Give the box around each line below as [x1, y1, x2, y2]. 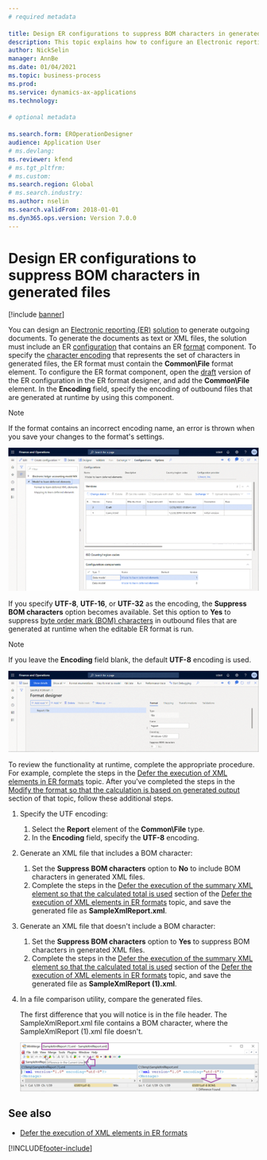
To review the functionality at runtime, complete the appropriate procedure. [8, 760, 255, 770]
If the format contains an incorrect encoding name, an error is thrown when [8, 423, 255, 433]
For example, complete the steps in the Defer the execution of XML [8, 768, 228, 778]
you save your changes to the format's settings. [8, 432, 164, 441]
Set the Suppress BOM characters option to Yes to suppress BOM [31, 937, 250, 946]
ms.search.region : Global [8, 180, 94, 188]
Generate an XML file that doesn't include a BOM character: [19, 921, 216, 931]
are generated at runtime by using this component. [8, 392, 175, 402]
